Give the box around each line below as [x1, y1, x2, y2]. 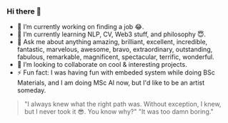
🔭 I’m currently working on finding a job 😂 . [16, 23, 144, 31]
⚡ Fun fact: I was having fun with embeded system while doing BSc [16, 68, 215, 77]
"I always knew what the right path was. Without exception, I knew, [24, 100, 222, 109]
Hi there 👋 [6, 6, 42, 16]
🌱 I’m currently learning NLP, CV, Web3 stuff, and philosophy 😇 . [16, 30, 207, 38]
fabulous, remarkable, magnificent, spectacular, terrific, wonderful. [16, 53, 215, 61]
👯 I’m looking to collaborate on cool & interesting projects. [16, 60, 187, 69]
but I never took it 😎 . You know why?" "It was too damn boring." [24, 107, 214, 116]
